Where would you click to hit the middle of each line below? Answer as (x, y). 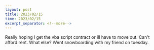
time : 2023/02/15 (23, 19)
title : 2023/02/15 (24, 14)
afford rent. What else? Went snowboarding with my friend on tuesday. (77, 43)
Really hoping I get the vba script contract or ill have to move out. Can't (77, 37)
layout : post (19, 10)
